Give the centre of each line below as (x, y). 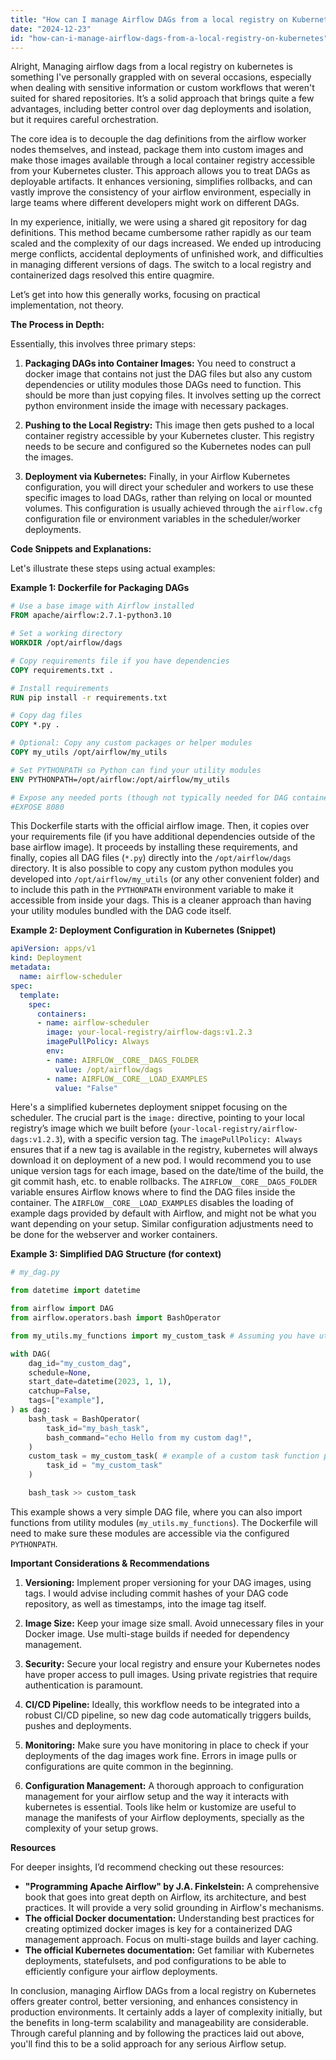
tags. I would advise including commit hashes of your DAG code (156, 1593)
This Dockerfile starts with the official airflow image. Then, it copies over (160, 826)
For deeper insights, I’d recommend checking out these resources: (147, 1867)
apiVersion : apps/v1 (53, 949)
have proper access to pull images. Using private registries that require (171, 1674)
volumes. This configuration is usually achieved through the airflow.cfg (173, 508)
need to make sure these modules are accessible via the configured (150, 1533)
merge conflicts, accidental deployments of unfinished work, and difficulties (167, 254)
